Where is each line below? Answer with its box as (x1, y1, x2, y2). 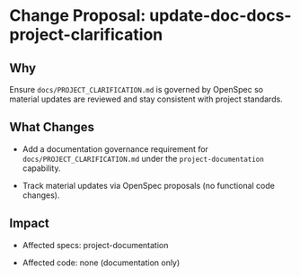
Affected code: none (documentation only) (22, 257, 181, 268)
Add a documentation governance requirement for (22, 143, 209, 154)
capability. (22, 163, 61, 174)
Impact (9, 216, 49, 231)
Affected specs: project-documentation (22, 239, 169, 250)
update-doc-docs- (149, 5, 292, 26)
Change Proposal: (9, 5, 146, 26)
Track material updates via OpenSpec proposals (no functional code (22, 180, 276, 191)
